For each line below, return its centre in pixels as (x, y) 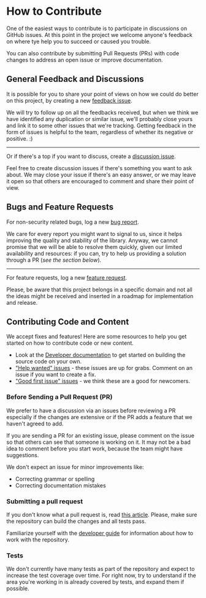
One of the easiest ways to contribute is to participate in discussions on (97, 28)
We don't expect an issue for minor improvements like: (75, 467)
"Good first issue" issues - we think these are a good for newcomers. (102, 381)
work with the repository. (38, 540)
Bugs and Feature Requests (60, 207)
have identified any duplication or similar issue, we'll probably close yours (100, 119)
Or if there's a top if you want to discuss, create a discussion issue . (91, 156)
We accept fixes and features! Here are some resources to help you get (97, 337)
